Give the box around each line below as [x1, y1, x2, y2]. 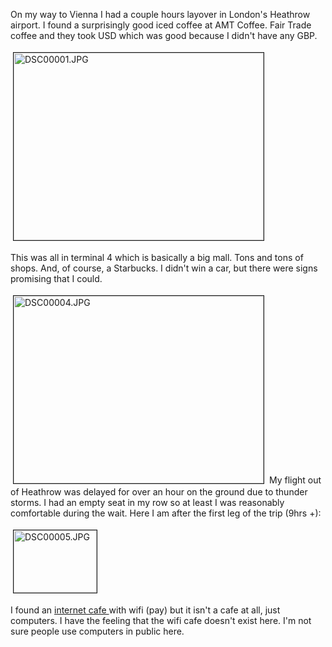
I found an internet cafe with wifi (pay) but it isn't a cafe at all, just [10, 604, 281, 616]
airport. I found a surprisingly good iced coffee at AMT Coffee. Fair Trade [10, 19, 312, 31]
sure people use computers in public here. [10, 625, 185, 637]
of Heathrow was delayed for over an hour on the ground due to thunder [10, 486, 308, 498]
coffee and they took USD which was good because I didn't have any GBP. [10, 30, 318, 41]
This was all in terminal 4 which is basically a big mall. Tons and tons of [10, 252, 304, 263]
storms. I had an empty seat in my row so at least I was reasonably [10, 497, 285, 508]
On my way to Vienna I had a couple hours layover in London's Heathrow [10, 9, 311, 20]
